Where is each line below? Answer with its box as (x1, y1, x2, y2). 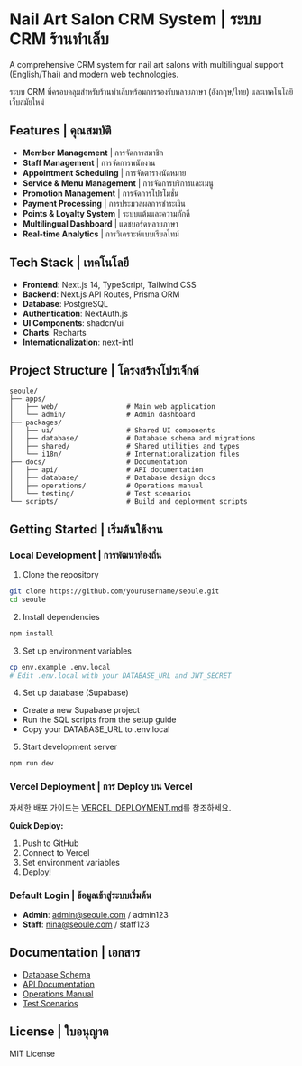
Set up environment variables (22, 645, 133, 656)
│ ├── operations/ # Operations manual (9, 481, 204, 491)
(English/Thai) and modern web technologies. (9, 69, 178, 79)
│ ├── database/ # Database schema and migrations (9, 434, 256, 443)
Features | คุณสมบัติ (9, 123, 112, 139)
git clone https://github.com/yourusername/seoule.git (9, 587, 220, 596)
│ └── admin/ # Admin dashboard (9, 411, 196, 420)
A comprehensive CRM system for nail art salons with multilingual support (9, 59, 284, 70)
